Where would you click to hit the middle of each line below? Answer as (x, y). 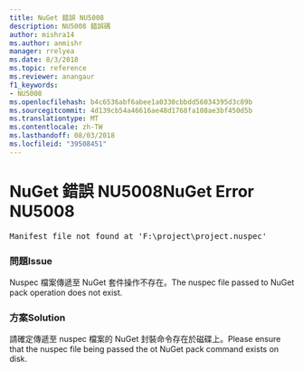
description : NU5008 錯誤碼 (60, 26)
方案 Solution (38, 318)
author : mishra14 (42, 34)
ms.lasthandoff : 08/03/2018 (62, 136)
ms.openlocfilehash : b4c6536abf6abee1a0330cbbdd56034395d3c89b (131, 102)
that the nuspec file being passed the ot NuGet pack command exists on (144, 349)
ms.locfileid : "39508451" (58, 144)
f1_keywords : (34, 85)
